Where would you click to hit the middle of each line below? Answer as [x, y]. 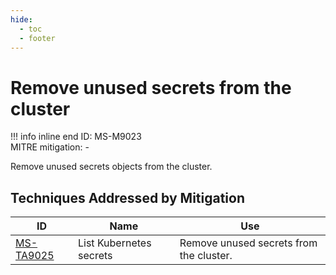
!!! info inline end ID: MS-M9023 [76, 137]
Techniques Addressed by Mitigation [128, 197]
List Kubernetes [114, 243]
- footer [37, 38]
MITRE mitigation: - [50, 147]
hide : [21, 19]
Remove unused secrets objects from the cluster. [111, 167]
